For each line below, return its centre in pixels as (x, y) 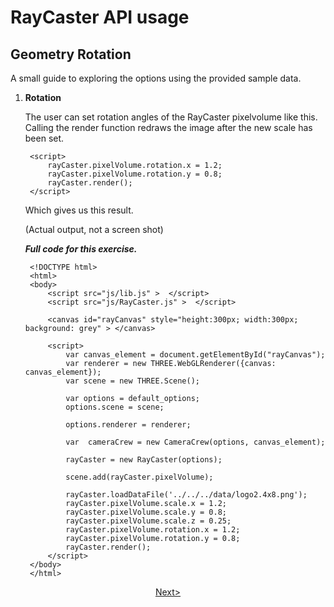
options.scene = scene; (115, 407)
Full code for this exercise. (81, 249)
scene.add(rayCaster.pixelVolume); (139, 477)
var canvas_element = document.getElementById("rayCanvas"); (195, 355)
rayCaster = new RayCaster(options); (144, 460)
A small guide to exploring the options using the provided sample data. (156, 78)
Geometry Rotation (71, 54)
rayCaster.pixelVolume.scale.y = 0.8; (146, 512)
